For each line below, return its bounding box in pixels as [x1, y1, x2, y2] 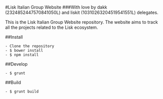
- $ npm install [5, 52, 39, 57]
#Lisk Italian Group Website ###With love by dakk [5, 4, 108, 10]
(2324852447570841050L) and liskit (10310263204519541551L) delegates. [5, 9, 159, 15]
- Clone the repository [5, 44, 55, 49]
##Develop [5, 61, 28, 67]
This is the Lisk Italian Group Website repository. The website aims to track [5, 19, 158, 25]
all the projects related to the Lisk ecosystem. [5, 24, 98, 30]
